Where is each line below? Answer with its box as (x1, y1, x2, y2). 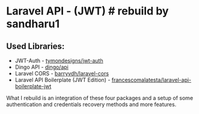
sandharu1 (6, 17, 60, 31)
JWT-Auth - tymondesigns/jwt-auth (14, 57, 103, 64)
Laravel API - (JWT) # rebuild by (6, 4, 169, 18)
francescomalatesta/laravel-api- (111, 77, 192, 83)
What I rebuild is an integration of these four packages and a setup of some (6, 95, 194, 101)
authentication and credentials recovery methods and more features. (6, 101, 177, 108)
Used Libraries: (6, 41, 65, 51)
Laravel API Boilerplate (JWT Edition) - (14, 77, 111, 83)
